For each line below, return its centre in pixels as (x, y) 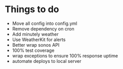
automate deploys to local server (47, 61)
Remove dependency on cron (43, 28)
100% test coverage (33, 50)
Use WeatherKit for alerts (39, 40)
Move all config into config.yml (45, 23)
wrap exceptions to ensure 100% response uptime (65, 56)
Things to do (32, 9)
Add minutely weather (35, 34)
